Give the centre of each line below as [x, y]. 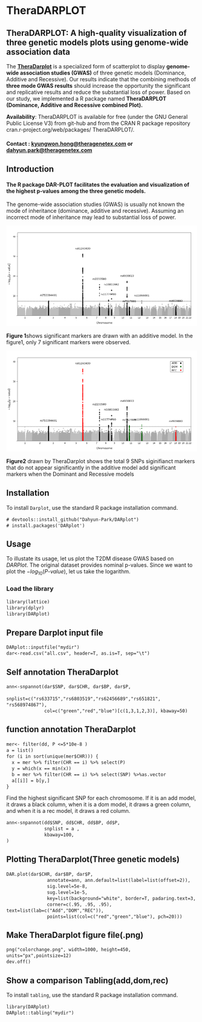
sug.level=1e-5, [67, 892]
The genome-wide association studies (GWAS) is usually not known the [96, 204]
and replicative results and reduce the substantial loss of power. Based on [98, 92]
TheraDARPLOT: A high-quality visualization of [97, 33]
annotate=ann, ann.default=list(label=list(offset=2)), [119, 880]
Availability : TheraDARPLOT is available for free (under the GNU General [97, 117]
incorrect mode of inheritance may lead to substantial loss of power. [91, 217]
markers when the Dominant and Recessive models [70, 474]
